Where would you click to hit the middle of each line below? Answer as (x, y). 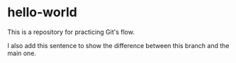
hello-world (43, 12)
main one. (22, 53)
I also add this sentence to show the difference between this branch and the (118, 45)
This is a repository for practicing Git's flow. (71, 32)
